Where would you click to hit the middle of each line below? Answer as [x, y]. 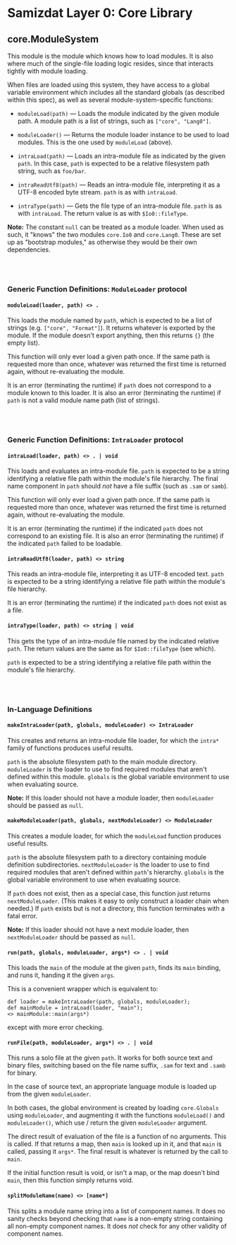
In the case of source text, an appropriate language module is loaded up [112, 1087]
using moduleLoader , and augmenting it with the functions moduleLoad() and [116, 1116]
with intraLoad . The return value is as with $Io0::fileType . [103, 213]
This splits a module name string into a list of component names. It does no [116, 1211]
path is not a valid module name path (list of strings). [83, 400]
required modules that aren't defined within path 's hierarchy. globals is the [116, 872]
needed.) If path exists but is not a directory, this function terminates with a [116, 908]
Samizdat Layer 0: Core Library [100, 13]
